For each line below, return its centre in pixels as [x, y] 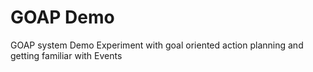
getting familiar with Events [66, 55]
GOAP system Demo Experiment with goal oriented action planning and [157, 45]
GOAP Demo [62, 17]
